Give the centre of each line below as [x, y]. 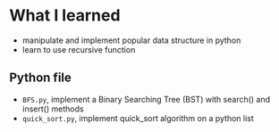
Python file [40, 78]
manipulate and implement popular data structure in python [131, 40]
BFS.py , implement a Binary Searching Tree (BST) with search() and [146, 99]
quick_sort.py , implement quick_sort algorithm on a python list [138, 118]
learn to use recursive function [79, 49]
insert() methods [53, 109]
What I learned [65, 16]
